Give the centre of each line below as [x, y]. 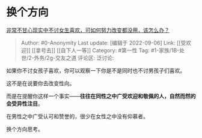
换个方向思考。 [25, 129]
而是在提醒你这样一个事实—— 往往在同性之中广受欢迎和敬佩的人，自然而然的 [101, 96]
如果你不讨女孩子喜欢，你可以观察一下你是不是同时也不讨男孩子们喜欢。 [96, 70]
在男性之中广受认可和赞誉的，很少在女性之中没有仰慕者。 [77, 116]
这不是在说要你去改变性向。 [41, 83]
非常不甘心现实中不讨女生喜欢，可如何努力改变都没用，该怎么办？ [88, 30]
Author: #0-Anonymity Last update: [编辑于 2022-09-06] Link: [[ [101, 43]
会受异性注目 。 [25, 103]
